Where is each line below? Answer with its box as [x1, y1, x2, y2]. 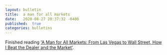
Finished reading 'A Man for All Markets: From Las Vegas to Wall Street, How [5, 39, 162, 45]
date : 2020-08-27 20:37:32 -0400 [5, 16, 79, 21]
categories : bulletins [5, 26, 52, 31]
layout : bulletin [5, 7, 41, 12]
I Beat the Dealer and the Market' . [5, 45, 74, 51]
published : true [5, 21, 41, 26]
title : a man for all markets [5, 12, 70, 17]
